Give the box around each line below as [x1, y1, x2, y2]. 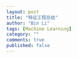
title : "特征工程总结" [6, 14, 58, 21]
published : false [6, 43, 50, 49]
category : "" [6, 31, 39, 37]
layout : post [6, 8, 39, 15]
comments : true [6, 37, 45, 43]
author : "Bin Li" [6, 20, 50, 26]
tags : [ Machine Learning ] [6, 25, 72, 32]
